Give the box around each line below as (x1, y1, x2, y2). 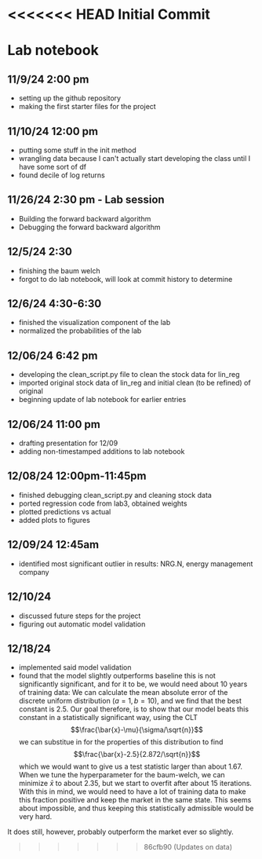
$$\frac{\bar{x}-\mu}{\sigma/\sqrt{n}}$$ (70, 725, 203, 735)
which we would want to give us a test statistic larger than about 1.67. (18, 762, 242, 771)
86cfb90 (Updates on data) (144, 843, 233, 852)
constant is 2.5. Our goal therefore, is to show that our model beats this (18, 704, 249, 714)
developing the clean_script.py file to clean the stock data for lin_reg (18, 370, 240, 379)
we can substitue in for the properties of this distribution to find (18, 737, 224, 747)
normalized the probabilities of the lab (18, 326, 142, 335)
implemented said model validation (18, 663, 132, 672)
